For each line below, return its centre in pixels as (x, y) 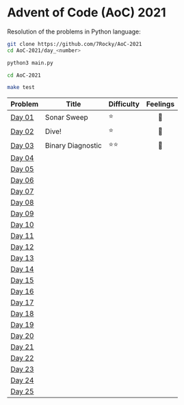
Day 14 (22, 270)
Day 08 (22, 202)
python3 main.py (30, 63)
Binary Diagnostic (74, 145)
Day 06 (22, 181)
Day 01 (22, 117)
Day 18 (22, 314)
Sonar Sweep (66, 117)
